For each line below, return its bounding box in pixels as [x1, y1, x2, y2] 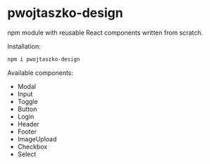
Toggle [17, 97, 38, 105]
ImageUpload [17, 134, 57, 143]
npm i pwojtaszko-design [7, 55, 80, 63]
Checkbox [17, 142, 48, 151]
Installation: [7, 42, 41, 50]
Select [17, 150, 37, 158]
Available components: [7, 69, 74, 77]
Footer [17, 127, 37, 136]
